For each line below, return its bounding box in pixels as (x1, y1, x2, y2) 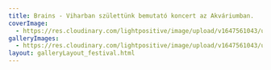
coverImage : (8, 19, 48, 27)
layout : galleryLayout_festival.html (8, 49, 135, 57)
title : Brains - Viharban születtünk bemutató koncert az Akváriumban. (8, 11, 254, 20)
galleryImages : (8, 34, 60, 43)
